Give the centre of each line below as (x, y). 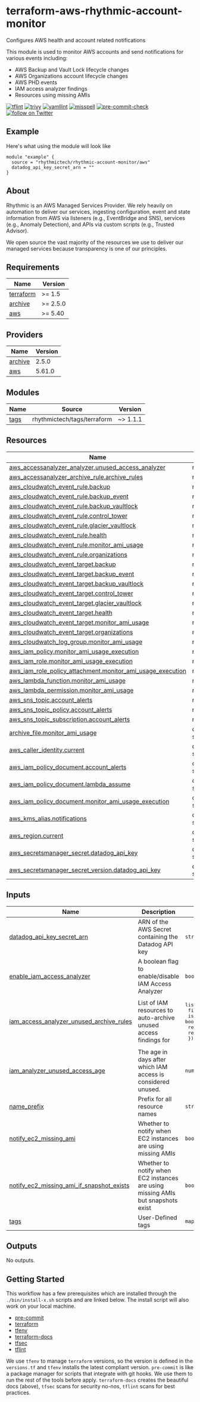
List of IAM (153, 1003)
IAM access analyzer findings (51, 88)
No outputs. (21, 1261)
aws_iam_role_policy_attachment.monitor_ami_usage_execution (98, 671)
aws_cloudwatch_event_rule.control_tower (68, 515)
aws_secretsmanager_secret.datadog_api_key (74, 853)
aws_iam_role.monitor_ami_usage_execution (71, 661)
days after (152, 1059)
